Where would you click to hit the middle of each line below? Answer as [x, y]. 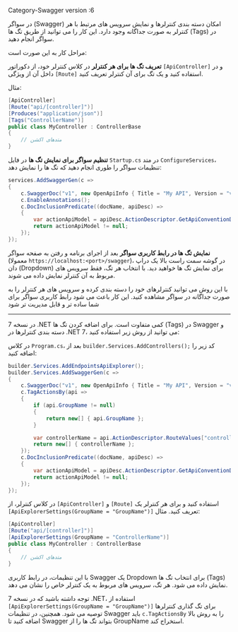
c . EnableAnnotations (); [56, 200]
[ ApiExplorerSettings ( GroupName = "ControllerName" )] [89, 537]
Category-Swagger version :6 [51, 10]
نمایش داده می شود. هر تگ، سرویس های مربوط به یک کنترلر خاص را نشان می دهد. [118, 585]
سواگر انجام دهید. [31, 39]
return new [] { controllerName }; [84, 444]
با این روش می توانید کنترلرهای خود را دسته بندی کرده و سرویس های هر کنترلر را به [118, 289]
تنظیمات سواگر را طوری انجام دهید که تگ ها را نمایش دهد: [85, 167]
